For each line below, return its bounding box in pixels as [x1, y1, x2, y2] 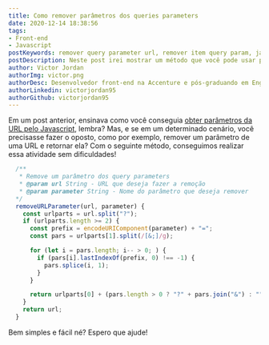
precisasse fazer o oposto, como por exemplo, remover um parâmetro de [8, 133, 250, 142]
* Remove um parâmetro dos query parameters [18, 173, 171, 181]
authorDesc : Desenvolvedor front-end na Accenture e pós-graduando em [8, 78, 249, 86]
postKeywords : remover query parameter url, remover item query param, [8, 49, 252, 57]
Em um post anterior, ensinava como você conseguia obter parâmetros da [8, 115, 253, 125]
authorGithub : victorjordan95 [8, 94, 110, 102]
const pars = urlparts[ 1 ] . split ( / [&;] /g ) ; [29, 232, 174, 240]
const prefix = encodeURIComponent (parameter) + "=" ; [29, 225, 214, 233]
